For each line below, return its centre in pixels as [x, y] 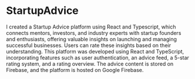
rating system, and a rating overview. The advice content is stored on [90, 64]
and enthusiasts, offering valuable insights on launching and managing [92, 39]
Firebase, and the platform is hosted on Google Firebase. [75, 70]
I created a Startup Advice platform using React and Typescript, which [91, 27]
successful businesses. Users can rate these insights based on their [89, 45]
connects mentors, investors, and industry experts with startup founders [94, 33]
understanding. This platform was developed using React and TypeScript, [95, 51]
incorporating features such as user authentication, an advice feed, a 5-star [98, 58]
